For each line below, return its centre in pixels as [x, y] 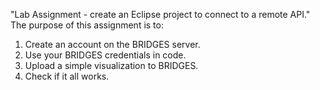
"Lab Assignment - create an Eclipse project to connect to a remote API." [160, 14]
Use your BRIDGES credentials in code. [105, 55]
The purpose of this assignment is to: [87, 25]
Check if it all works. [67, 76]
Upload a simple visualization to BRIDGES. [111, 65]
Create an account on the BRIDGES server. [112, 44]
